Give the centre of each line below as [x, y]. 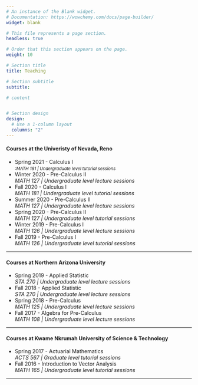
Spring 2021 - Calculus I [44, 162]
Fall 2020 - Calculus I [40, 187]
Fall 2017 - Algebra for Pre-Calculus [58, 313]
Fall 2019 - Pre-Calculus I [45, 237]
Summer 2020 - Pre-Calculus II [52, 199]
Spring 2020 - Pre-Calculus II [50, 212]
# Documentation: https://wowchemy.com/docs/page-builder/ [80, 17]
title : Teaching [26, 71]
